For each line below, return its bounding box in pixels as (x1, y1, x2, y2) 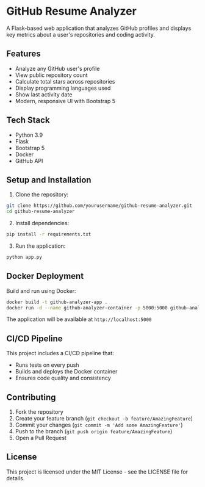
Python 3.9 (15, 131, 43, 139)
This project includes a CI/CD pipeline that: (6, 350, 114, 357)
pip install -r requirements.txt (6, 231, 92, 237)
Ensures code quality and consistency (15, 374, 111, 382)
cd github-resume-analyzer (6, 209, 75, 215)
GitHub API (15, 157, 43, 164)
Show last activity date (15, 90, 73, 98)
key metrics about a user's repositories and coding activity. (6, 31, 156, 38)
